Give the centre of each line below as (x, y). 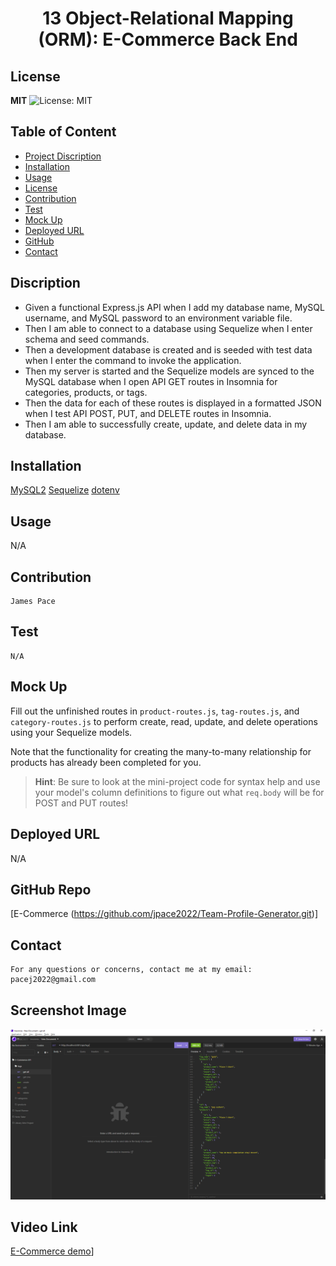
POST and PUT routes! (81, 803)
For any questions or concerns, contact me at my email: (131, 970)
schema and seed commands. (87, 339)
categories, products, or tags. (86, 392)
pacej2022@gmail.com (53, 980)
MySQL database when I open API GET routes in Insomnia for (151, 381)
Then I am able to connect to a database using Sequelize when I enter (168, 328)
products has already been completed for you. (106, 762)
